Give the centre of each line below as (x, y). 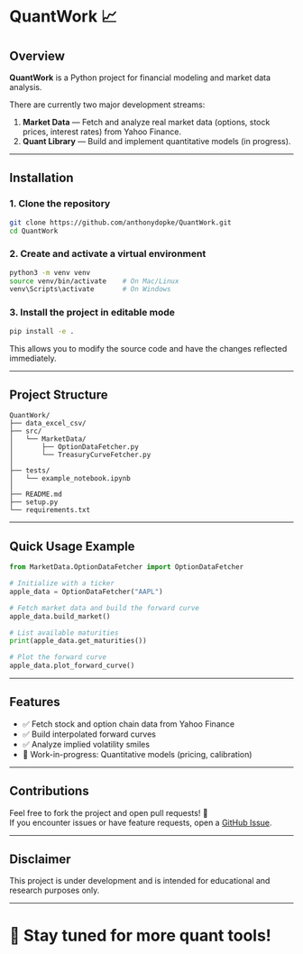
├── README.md (36, 495)
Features (35, 702)
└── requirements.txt (50, 510)
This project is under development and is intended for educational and (140, 881)
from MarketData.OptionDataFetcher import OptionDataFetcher (127, 567)
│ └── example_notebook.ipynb (70, 479)
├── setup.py (34, 502)
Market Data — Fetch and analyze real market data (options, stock (146, 122)
